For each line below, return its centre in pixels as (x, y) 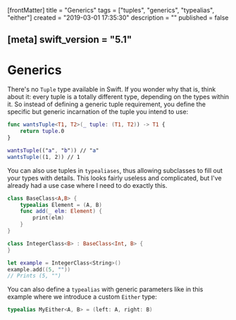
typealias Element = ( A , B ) (61, 205)
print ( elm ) (49, 218)
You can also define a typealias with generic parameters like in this (105, 289)
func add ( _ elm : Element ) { (61, 211)
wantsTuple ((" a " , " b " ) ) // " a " (53, 151)
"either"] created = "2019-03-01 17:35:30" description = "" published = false (118, 18)
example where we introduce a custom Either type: (82, 297)
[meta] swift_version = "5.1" (70, 40)
